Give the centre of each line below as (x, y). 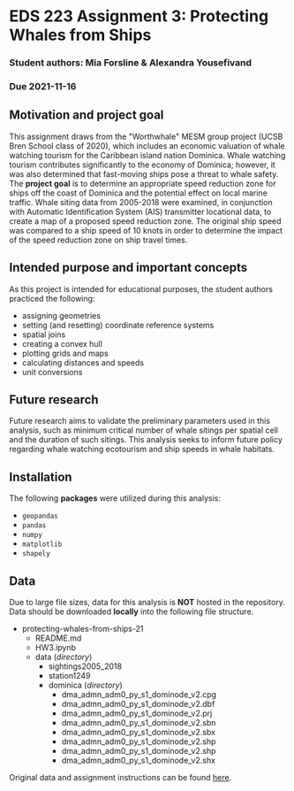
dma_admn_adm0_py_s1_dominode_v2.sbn (139, 723)
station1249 (69, 676)
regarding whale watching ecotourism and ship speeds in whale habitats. (142, 449)
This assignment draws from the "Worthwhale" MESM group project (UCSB (146, 136)
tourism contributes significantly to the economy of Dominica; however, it (142, 165)
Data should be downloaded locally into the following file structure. (132, 611)
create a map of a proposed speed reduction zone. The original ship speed (145, 221)
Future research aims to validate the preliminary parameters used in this (140, 421)
